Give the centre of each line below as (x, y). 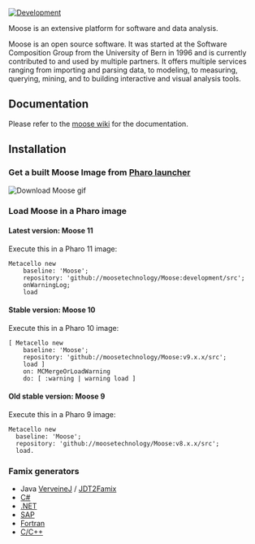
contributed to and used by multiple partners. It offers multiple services (127, 61)
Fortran (32, 524)
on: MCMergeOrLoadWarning (67, 371)
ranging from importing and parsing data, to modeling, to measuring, (123, 70)
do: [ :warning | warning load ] (80, 378)
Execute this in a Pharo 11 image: (63, 249)
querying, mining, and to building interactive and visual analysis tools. (125, 78)
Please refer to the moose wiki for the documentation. (98, 124)
